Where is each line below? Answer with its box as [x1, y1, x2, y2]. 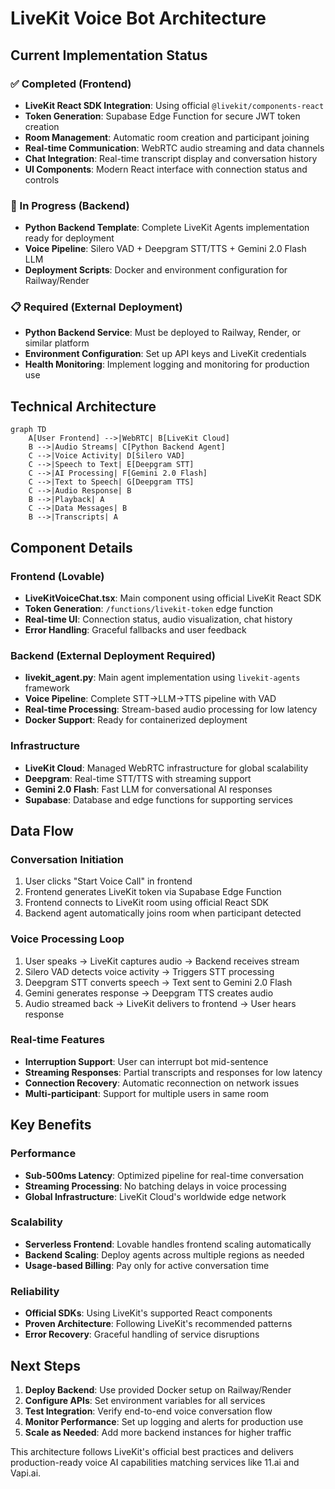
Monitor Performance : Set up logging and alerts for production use [24, 1415, 304, 1427]
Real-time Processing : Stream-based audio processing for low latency [24, 703, 318, 716]
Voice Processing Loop [10, 932, 125, 946]
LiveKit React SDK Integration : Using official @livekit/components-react [24, 99, 325, 111]
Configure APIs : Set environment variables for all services [24, 1394, 266, 1406]
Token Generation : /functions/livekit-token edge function [24, 602, 274, 614]
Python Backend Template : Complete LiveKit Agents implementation [24, 222, 310, 234]
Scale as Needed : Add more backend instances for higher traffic [24, 1426, 292, 1438]
